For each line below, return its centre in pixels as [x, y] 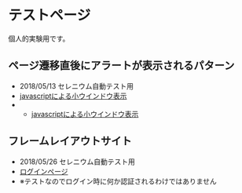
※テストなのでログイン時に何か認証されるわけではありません [118, 181]
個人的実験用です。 [39, 38]
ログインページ [44, 171]
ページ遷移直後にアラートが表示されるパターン [121, 66]
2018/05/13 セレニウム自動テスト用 [77, 86]
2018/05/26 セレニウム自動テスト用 [77, 162]
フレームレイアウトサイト [70, 141]
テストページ [49, 15]
